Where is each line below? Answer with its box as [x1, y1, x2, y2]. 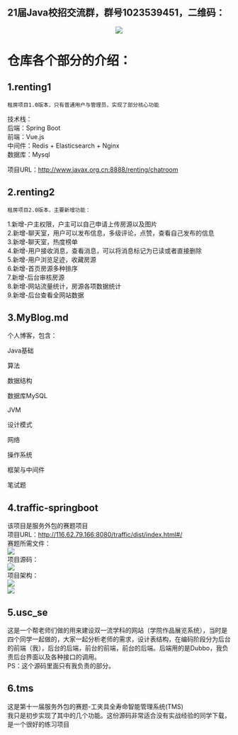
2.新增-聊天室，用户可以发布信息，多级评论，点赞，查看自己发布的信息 [7, 228, 215, 237]
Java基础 [7, 346, 34, 355]
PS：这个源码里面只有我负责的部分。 [7, 662, 115, 670]
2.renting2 [7, 187, 55, 199]
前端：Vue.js [7, 132, 45, 140]
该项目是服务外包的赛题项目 [7, 521, 89, 530]
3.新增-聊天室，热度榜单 [7, 237, 78, 246]
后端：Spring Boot [7, 123, 61, 132]
